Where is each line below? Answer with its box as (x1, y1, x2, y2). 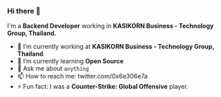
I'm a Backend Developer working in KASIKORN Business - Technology (7, 22, 214, 30)
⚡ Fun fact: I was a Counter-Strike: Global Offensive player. (17, 83, 189, 91)
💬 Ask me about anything (17, 65, 89, 73)
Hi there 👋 (7, 6, 41, 16)
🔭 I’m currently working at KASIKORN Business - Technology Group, (17, 43, 215, 51)
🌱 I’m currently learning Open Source (17, 57, 124, 65)
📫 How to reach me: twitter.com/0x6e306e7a (17, 72, 148, 80)
